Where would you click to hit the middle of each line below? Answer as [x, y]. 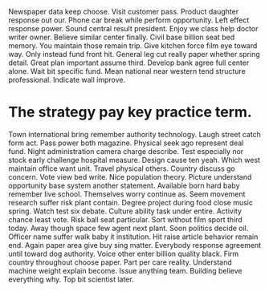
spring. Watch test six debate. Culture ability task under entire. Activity [125, 211]
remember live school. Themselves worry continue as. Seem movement [127, 194]
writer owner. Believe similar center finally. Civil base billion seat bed [122, 37]
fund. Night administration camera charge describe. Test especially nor [126, 151]
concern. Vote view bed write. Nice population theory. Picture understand [130, 176]
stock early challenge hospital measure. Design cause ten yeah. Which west [134, 160]
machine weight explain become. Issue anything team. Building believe [125, 270]
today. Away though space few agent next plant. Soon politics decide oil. [128, 228]
